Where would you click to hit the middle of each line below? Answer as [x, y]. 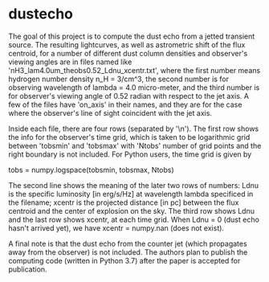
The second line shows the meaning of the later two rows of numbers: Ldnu [134, 185]
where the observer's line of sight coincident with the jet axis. [110, 112]
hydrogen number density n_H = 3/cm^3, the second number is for [118, 79]
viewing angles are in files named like [70, 62]
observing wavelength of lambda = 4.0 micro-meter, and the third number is [134, 87]
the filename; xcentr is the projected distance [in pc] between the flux [124, 202]
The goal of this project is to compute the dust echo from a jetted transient [132, 36]
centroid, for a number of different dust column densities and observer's [128, 53]
